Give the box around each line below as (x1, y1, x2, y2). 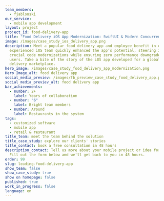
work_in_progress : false (5, 184, 56, 189)
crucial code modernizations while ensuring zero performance (9, 52, 139, 58)
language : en (5, 188, 32, 193)
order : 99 (5, 157, 25, 161)
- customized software (9, 121, 56, 125)
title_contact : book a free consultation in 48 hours (5, 143, 117, 148)
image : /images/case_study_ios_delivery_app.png (5, 39, 106, 44)
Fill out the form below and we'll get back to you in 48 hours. (9, 152, 145, 157)
